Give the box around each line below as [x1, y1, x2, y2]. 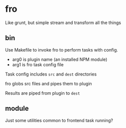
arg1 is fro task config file [12, 61, 64, 67]
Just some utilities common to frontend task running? [5, 117, 113, 123]
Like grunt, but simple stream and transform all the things [5, 20, 122, 26]
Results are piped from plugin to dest [5, 90, 80, 96]
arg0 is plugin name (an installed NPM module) [12, 56, 107, 62]
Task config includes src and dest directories [5, 71, 97, 77]
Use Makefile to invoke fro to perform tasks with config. [5, 47, 118, 52]
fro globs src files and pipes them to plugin [5, 80, 92, 86]
